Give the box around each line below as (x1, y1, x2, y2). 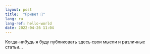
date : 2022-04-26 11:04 (5, 26, 54, 30)
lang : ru (5, 16, 23, 21)
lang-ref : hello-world (5, 21, 52, 26)
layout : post (5, 7, 32, 12)
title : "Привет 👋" (5, 12, 46, 17)
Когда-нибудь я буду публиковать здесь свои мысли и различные (5, 39, 146, 45)
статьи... (5, 44, 23, 50)
